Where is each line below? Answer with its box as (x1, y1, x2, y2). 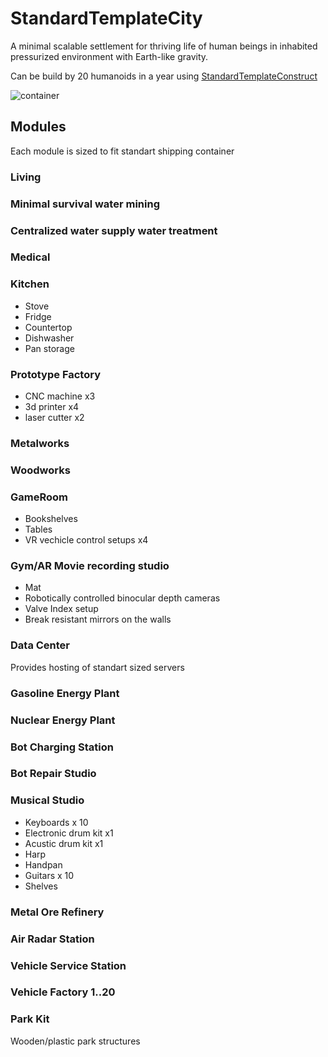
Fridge (24, 310, 52, 322)
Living (10, 170, 42, 184)
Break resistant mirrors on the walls (24, 613, 172, 626)
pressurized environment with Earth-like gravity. (10, 50, 209, 62)
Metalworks (10, 436, 70, 450)
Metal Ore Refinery (10, 905, 105, 919)
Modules (10, 118, 67, 136)
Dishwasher (24, 332, 75, 344)
